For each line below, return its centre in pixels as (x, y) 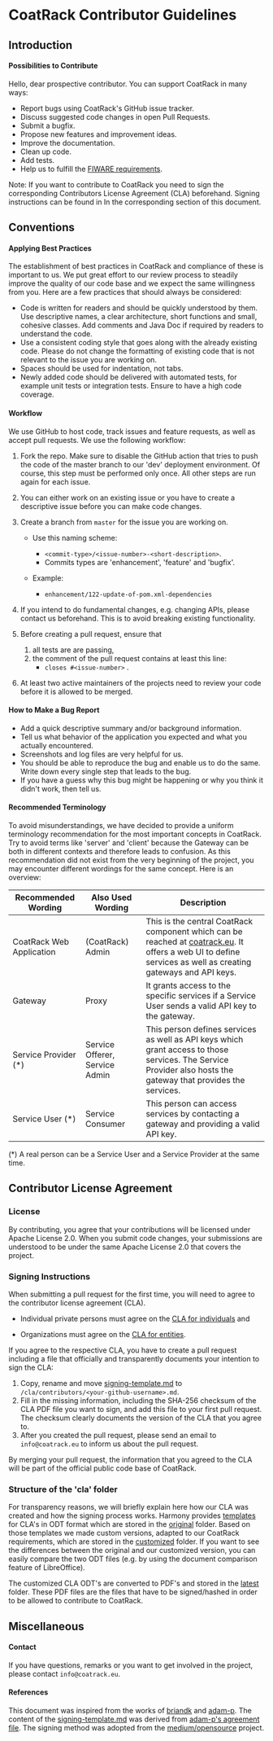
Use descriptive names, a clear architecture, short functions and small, (139, 317)
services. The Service (187, 1059)
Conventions (42, 228)
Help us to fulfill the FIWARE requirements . (91, 169)
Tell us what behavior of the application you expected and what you (134, 737)
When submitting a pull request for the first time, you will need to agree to (132, 1294)
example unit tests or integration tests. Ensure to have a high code (131, 386)
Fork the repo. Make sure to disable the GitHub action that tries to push (139, 456)
